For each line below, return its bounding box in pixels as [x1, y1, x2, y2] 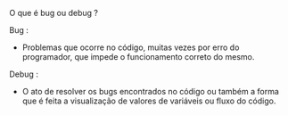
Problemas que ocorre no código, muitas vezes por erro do [21, 42, 240, 53]
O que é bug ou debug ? [9, 8, 98, 18]
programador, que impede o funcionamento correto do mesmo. [21, 52, 255, 62]
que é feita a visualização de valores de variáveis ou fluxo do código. [21, 95, 276, 106]
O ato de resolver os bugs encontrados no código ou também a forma [21, 86, 279, 96]
